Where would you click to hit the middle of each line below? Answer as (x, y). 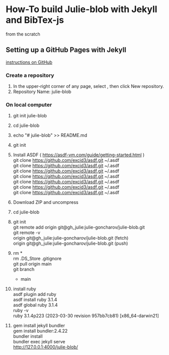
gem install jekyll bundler (39, 326)
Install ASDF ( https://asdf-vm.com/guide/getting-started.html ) (79, 155)
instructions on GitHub (29, 62)
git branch (24, 270)
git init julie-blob (30, 116)
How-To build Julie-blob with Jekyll (82, 9)
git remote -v (26, 233)
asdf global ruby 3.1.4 (35, 305)
